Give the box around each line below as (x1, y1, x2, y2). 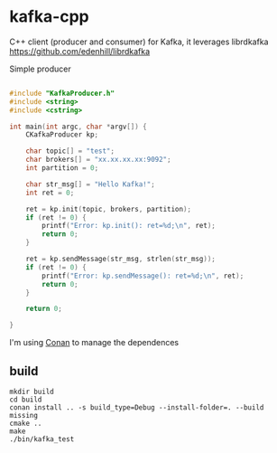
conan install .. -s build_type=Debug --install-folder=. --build (9, 403, 264, 412)
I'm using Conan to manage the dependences (9, 337, 179, 348)
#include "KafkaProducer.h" (9, 89, 115, 98)
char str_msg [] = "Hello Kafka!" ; (25, 179, 155, 189)
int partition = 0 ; (25, 164, 99, 173)
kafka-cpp (9, 6, 90, 27)
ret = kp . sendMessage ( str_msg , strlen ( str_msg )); (25, 255, 217, 264)
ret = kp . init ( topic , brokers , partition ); (25, 204, 192, 213)
